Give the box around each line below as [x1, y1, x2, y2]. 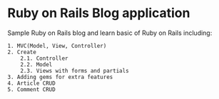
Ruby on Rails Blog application [7, 5, 190, 21]
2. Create [7, 48, 37, 56]
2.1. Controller [20, 55, 69, 62]
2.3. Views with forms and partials [20, 67, 130, 74]
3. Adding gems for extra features [7, 73, 113, 80]
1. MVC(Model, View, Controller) [7, 42, 107, 49]
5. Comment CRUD [7, 85, 56, 93]
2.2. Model [20, 61, 53, 68]
